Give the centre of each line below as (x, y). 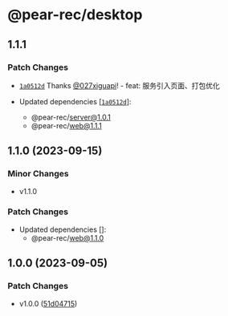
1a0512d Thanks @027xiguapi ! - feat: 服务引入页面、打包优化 (119, 85)
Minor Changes (38, 174)
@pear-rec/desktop (75, 15)
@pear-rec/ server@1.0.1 (71, 117)
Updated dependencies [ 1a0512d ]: (75, 101)
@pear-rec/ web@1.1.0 (67, 237)
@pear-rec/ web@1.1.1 (66, 125)
